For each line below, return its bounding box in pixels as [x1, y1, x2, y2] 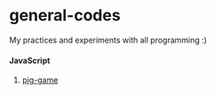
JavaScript [9, 55, 51, 66]
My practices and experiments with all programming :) [9, 35, 207, 45]
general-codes [9, 5, 122, 26]
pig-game [21, 74, 59, 85]
